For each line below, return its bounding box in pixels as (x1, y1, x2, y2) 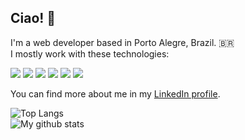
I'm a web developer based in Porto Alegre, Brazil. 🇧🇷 (10, 36, 235, 48)
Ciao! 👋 (10, 10, 57, 27)
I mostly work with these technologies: (10, 47, 170, 60)
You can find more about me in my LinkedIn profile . (10, 87, 221, 100)
